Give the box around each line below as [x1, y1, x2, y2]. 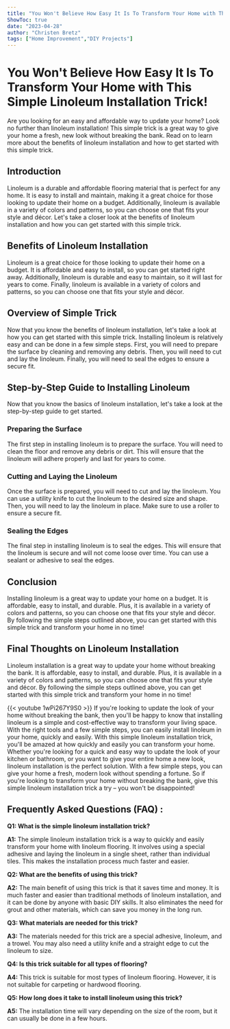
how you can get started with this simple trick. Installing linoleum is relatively [7, 333, 223, 341]
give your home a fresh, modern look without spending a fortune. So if [7, 769, 205, 778]
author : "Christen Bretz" [7, 29, 81, 36]
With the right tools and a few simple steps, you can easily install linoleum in [7, 726, 222, 734]
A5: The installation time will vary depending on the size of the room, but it [7, 1006, 218, 1015]
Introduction [7, 166, 62, 177]
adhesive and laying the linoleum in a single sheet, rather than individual [7, 850, 210, 858]
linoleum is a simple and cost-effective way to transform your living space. [7, 718, 218, 726]
